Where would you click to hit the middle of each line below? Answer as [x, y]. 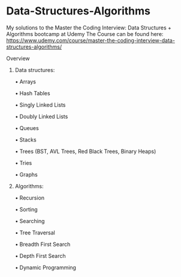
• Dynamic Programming [46, 267]
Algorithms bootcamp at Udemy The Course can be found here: [85, 34]
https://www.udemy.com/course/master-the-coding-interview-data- [91, 40]
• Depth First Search [40, 255]
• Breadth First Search [43, 244]
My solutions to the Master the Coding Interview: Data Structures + [89, 28]
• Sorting [26, 209]
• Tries [23, 162]
